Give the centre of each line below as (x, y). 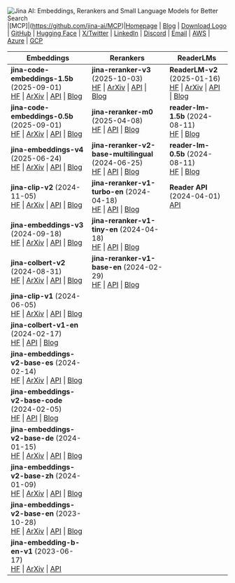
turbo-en (108, 192)
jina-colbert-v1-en (45, 325)
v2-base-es (32, 363)
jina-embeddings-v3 (47, 225)
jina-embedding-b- (45, 542)
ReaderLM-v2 (194, 70)
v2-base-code (37, 400)
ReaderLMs (197, 58)
